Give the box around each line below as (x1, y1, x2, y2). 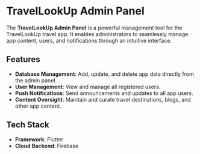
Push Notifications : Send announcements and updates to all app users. (14, 89, 194, 97)
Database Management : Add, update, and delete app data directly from (14, 70, 194, 78)
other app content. (14, 102, 61, 109)
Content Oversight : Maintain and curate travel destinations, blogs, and (14, 96, 191, 103)
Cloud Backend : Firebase (14, 142, 79, 149)
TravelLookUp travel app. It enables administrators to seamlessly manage (6, 30, 189, 37)
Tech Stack (6, 120, 49, 130)
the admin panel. (14, 76, 57, 84)
